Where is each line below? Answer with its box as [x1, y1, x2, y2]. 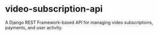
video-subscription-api [5, 3, 103, 15]
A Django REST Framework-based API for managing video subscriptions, [5, 19, 153, 25]
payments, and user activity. [5, 24, 63, 30]
